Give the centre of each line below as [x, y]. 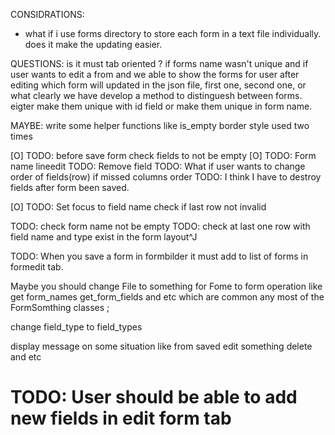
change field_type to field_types [76, 327]
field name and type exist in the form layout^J [104, 237]
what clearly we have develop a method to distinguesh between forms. [156, 95]
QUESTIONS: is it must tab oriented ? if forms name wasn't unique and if [159, 63]
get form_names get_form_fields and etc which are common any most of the [167, 297]
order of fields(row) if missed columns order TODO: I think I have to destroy [166, 177]
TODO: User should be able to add [154, 397]
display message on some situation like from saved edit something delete [161, 346]
